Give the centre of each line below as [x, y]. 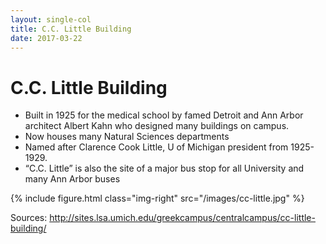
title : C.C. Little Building [71, 29]
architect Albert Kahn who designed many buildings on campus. [157, 126]
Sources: [29, 218]
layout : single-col [51, 19]
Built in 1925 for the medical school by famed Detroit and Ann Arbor [164, 115]
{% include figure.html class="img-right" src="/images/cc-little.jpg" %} [157, 198]
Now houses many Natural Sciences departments [127, 137]
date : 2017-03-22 [46, 38]
